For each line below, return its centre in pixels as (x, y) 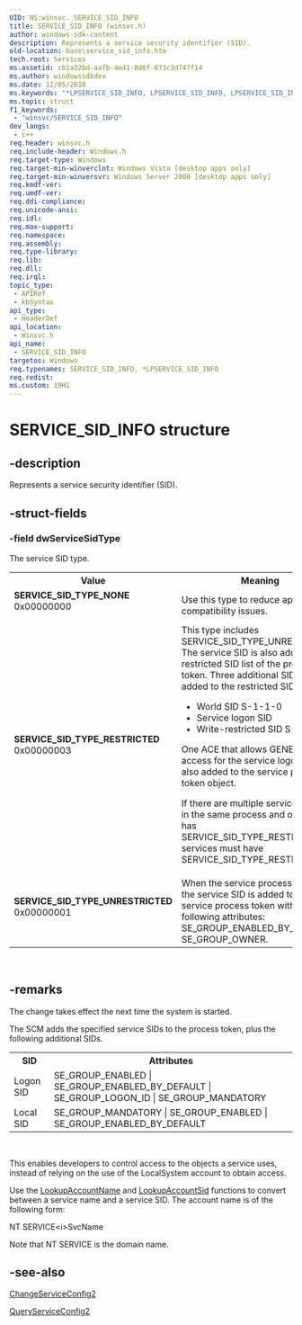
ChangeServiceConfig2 (53, 1294)
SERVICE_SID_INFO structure (120, 430)
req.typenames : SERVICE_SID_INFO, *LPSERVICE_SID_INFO (114, 369)
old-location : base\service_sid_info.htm (88, 51)
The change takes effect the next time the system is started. (120, 1011)
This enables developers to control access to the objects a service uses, (143, 1163)
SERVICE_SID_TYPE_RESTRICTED (87, 739)
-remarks (36, 990)
